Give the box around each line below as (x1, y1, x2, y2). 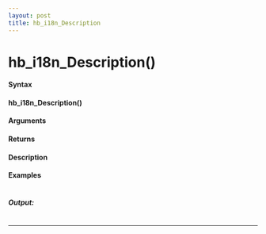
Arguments (8, 116, 47, 125)
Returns (8, 134, 36, 144)
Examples (8, 171, 42, 180)
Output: (8, 198, 35, 207)
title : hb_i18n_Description (8, 19, 101, 27)
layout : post (8, 11, 51, 20)
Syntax (8, 80, 32, 90)
